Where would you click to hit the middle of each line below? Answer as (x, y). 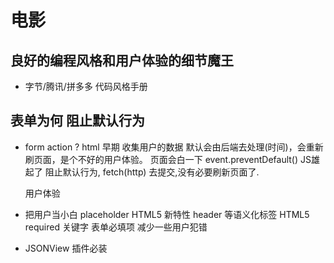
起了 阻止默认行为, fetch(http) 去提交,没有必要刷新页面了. (142, 172)
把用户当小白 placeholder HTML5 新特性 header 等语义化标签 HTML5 (167, 214)
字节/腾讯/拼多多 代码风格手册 (86, 86)
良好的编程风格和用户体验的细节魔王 (122, 60)
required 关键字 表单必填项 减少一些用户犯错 (116, 227)
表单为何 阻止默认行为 (77, 121)
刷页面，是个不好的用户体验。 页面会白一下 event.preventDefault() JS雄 (172, 159)
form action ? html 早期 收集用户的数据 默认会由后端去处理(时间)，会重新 (174, 147)
